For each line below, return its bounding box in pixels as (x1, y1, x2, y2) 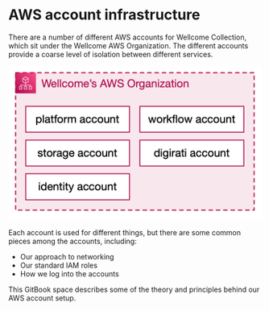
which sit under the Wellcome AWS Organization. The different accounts (8, 40, 249, 50)
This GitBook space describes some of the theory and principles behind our (8, 284, 260, 295)
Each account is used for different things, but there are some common (8, 228, 242, 238)
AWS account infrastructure (8, 6, 201, 24)
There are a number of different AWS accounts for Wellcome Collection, (8, 32, 247, 42)
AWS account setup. (8, 293, 77, 303)
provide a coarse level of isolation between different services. (8, 49, 213, 59)
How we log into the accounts (19, 269, 119, 279)
